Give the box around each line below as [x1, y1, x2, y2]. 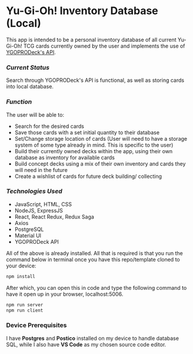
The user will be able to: [6, 111, 65, 118]
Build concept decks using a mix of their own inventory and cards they [14, 160, 186, 167]
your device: [6, 262, 36, 269]
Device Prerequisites [6, 321, 67, 329]
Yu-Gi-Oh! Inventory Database [6, 4, 159, 18]
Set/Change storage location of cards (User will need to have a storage [14, 135, 188, 142]
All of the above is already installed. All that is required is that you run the [6, 249, 184, 257]
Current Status [6, 63, 50, 71]
